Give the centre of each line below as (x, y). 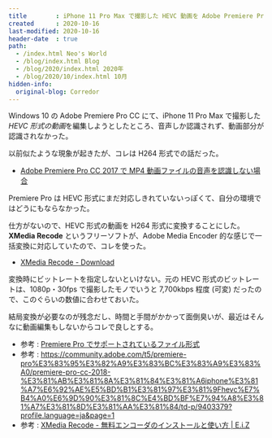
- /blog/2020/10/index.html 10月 (71, 77)
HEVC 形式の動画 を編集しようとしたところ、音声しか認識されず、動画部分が (136, 126)
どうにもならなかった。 (54, 208)
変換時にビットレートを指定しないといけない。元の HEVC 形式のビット (127, 279)
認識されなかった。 (41, 136)
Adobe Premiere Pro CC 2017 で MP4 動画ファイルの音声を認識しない (137, 171)
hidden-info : (30, 84)
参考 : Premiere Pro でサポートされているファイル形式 (110, 344)
